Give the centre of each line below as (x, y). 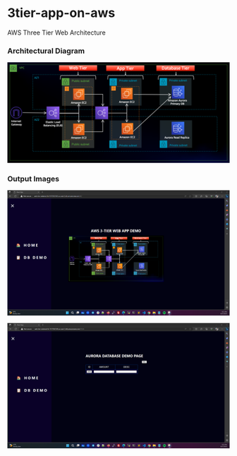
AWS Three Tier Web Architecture (56, 32)
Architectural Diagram (46, 51)
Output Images (34, 179)
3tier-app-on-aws (61, 13)
